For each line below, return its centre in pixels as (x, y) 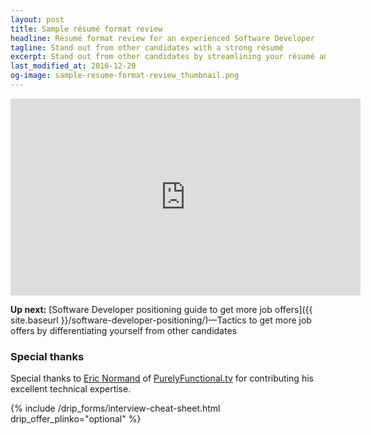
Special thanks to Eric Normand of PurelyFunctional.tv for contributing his (162, 378)
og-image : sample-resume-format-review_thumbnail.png (125, 76)
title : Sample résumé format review (86, 29)
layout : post (37, 19)
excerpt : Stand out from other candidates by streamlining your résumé (162, 57)
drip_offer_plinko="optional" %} (76, 419)
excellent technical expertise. (71, 389)
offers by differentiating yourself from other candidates (123, 330)
